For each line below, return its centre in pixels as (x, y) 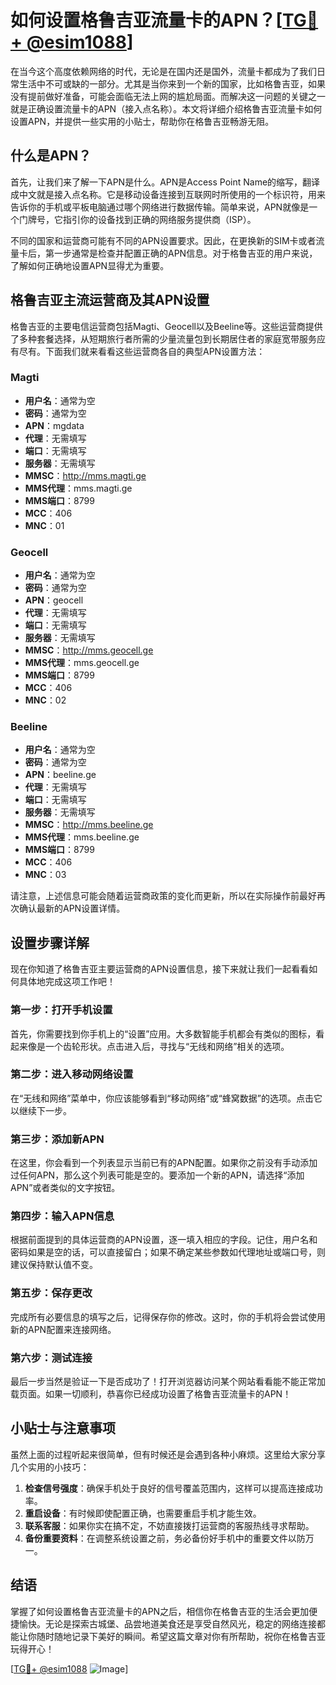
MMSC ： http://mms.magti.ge (85, 475)
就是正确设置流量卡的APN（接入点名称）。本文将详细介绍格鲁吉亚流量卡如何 (166, 108)
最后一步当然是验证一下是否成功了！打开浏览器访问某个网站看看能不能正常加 (168, 1382)
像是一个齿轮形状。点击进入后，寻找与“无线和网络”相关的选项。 (158, 1046)
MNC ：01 (44, 525)
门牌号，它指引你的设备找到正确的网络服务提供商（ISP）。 (137, 219)
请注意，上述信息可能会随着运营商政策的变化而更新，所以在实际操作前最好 (163, 896)
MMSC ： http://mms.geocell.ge (89, 650)
